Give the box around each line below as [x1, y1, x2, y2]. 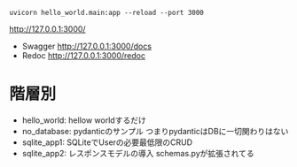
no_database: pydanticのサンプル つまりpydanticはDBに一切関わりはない [21, 125, 289, 136]
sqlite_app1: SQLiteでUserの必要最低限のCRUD [21, 137, 193, 148]
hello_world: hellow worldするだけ [21, 115, 146, 125]
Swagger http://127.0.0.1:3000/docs [21, 41, 152, 51]
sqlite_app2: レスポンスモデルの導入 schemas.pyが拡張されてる [21, 148, 254, 158]
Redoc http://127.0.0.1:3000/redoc [21, 50, 146, 61]
